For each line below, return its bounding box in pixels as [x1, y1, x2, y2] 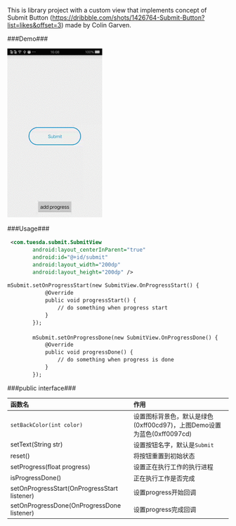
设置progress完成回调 [133, 506, 197, 513]
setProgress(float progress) [10, 462, 91, 470]
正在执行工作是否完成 [133, 474, 195, 482]
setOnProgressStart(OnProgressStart [10, 484, 118, 492]
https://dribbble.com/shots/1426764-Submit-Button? [52, 13, 205, 22]
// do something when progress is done [57, 357, 174, 364]
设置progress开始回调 [133, 488, 197, 496]
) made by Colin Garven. [60, 21, 132, 29]
